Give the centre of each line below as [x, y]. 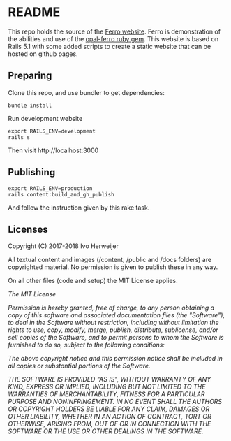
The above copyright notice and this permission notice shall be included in [115, 359]
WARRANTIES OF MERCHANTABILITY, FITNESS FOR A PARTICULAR [106, 394]
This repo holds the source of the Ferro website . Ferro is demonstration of [114, 31]
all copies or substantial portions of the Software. [79, 366]
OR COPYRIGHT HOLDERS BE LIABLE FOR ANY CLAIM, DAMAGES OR [109, 409]
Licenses [28, 229]
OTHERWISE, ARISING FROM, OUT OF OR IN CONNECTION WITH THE [110, 424]
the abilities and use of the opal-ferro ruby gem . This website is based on [113, 38]
